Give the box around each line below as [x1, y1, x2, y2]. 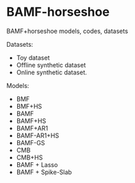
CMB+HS [16, 153, 43, 162]
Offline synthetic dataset [16, 61, 86, 69]
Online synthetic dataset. [16, 68, 87, 76]
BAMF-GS [16, 138, 45, 147]
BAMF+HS [16, 116, 47, 125]
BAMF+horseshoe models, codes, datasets [6, 27, 128, 35]
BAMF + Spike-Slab [16, 168, 73, 176]
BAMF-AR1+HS [16, 131, 60, 140]
